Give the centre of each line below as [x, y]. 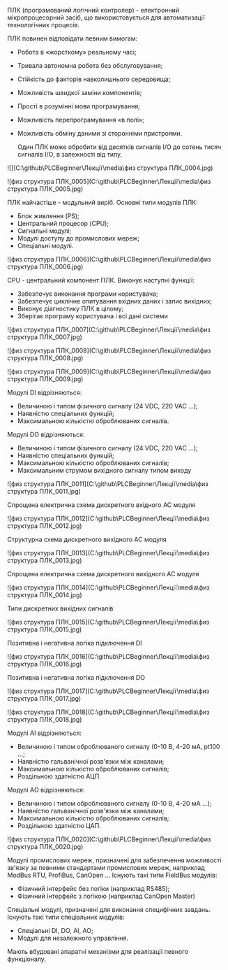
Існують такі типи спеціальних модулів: [66, 917]
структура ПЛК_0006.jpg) [45, 266]
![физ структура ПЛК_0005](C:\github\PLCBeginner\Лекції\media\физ [109, 181]
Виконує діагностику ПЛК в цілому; [70, 308]
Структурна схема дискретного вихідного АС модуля [87, 539]
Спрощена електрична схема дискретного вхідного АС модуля [101, 505]
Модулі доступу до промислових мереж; [78, 238]
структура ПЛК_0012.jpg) [45, 526]
